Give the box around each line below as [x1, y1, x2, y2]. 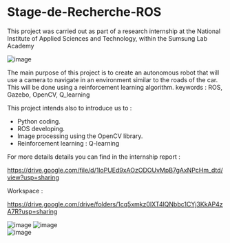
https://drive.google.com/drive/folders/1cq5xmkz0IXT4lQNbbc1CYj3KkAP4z [7, 200, 223, 208]
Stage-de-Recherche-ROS [7, 4, 162, 20]
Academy [7, 41, 34, 50]
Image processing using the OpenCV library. [17, 132, 143, 140]
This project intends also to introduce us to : [7, 104, 132, 112]
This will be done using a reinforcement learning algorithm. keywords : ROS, [7, 83, 222, 91]
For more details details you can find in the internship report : [7, 153, 180, 161]
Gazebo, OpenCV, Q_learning [7, 90, 90, 99]
